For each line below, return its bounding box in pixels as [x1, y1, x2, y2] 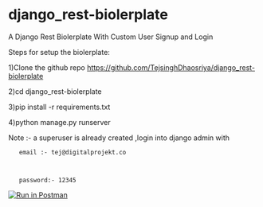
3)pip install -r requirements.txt [8, 102, 111, 111]
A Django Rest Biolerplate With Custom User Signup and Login [8, 32, 214, 41]
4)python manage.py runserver [8, 117, 112, 127]
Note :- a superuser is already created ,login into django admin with [8, 133, 230, 143]
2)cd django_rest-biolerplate [8, 86, 102, 96]
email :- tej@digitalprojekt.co [18, 148, 127, 156]
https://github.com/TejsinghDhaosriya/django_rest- [86, 62, 256, 72]
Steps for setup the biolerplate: [8, 47, 110, 57]
